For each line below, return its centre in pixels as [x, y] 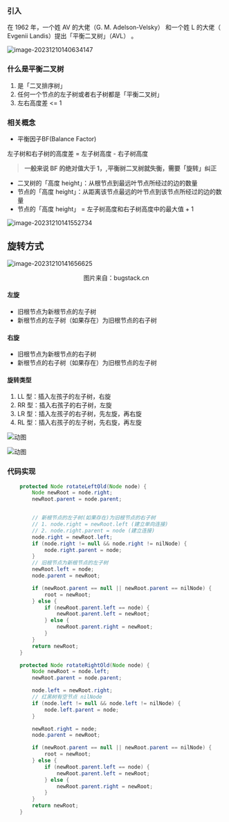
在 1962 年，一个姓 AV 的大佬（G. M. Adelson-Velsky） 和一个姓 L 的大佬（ [114, 27]
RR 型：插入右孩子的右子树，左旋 [64, 405]
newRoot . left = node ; [63, 569]
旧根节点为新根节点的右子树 [57, 354]
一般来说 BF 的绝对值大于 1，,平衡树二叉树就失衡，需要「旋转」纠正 [120, 168]
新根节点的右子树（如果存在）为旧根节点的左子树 [87, 363]
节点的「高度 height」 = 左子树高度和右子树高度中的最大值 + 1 [105, 208]
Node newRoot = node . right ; [72, 493]
